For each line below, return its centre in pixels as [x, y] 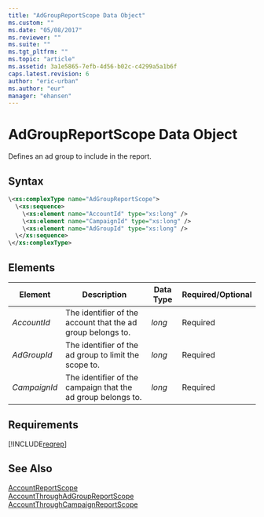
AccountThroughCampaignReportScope [73, 504]
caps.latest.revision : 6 [49, 74]
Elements [32, 268]
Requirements [43, 425]
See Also [30, 469]
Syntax [26, 181]
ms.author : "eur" [37, 88]
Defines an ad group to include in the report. [80, 156]
